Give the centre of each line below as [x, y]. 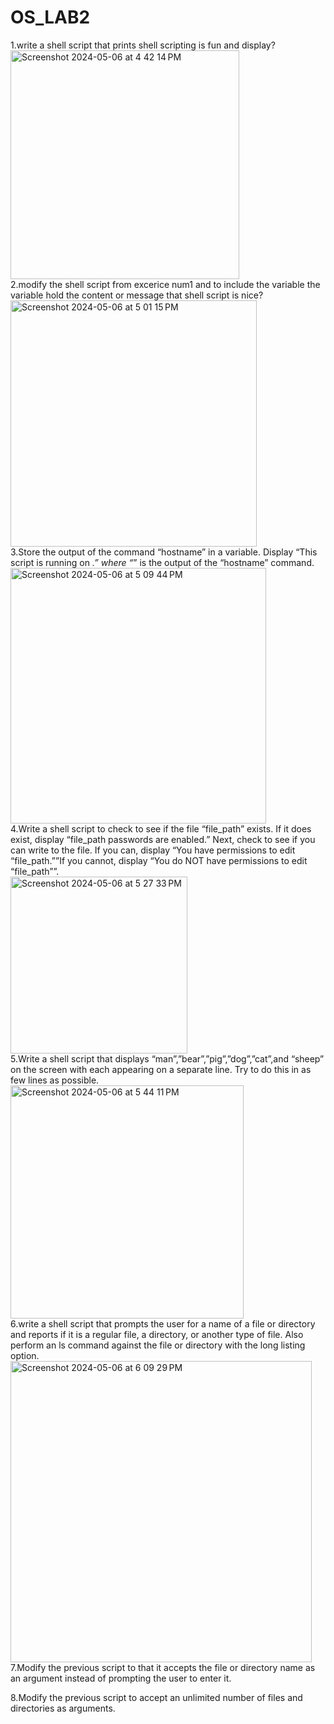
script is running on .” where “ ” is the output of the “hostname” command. [162, 562]
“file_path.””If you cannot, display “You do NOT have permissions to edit [159, 860]
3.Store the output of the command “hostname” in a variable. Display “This [164, 552]
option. [25, 1355]
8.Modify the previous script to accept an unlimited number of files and [156, 1697]
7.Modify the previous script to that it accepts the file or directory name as [163, 1667]
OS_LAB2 [50, 17]
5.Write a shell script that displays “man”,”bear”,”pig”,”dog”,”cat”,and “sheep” [167, 1058]
